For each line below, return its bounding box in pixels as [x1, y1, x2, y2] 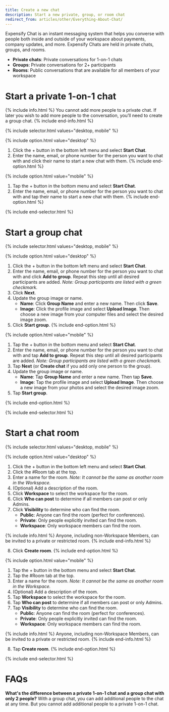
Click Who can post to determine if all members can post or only [12, 496, 147, 502]
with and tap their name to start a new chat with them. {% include [12, 194, 149, 200]
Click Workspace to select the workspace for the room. [12, 491, 129, 497]
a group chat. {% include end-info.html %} [5, 118, 94, 124]
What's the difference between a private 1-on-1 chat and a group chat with [5, 690, 164, 696]
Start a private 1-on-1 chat [5, 91, 117, 102]
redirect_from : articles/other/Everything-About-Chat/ [5, 17, 123, 22]
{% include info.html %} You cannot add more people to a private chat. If [5, 107, 156, 113]
